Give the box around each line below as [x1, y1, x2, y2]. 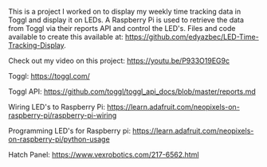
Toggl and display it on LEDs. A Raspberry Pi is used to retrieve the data [8, 15, 245, 25]
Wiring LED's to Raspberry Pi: [8, 103, 106, 111]
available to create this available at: [8, 32, 124, 41]
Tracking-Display [8, 41, 65, 50]
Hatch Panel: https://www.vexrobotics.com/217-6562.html [8, 150, 199, 159]
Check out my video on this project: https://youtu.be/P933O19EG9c [8, 56, 230, 65]
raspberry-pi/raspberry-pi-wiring [8, 111, 117, 120]
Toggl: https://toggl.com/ [8, 72, 90, 80]
